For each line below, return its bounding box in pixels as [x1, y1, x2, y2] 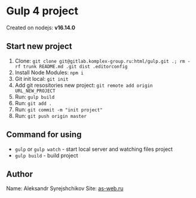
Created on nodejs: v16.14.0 [6, 24, 76, 31]
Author [6, 169, 33, 179]
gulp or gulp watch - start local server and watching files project [14, 145, 173, 153]
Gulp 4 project [6, 4, 79, 18]
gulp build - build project [14, 151, 78, 159]
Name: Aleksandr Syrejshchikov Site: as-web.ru [6, 185, 124, 192]
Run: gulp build [14, 93, 55, 100]
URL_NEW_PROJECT [14, 88, 56, 94]
